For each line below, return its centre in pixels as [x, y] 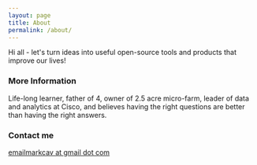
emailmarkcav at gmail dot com [59, 152]
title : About [30, 23]
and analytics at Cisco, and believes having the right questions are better [127, 106]
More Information [42, 81]
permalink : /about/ [40, 30]
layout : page [30, 15]
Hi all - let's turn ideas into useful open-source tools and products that [122, 53]
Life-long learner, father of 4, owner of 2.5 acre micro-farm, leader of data [129, 98]
